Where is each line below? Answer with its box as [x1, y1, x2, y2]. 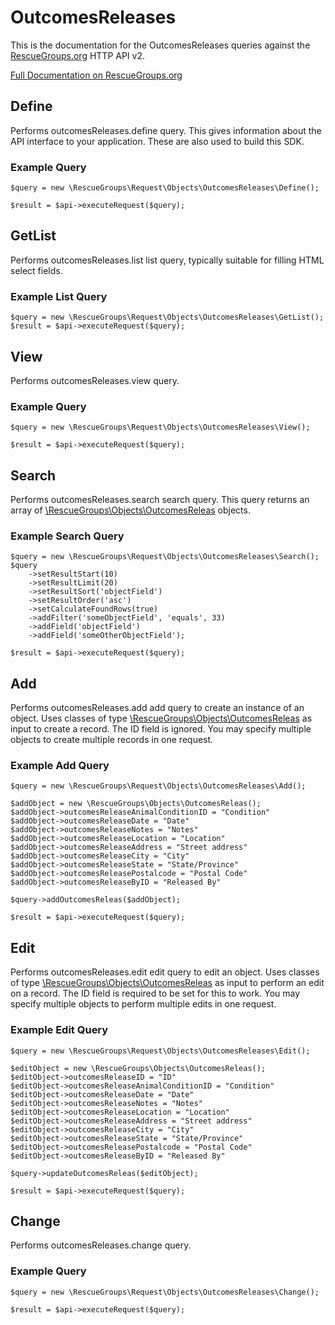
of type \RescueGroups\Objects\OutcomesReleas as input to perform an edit [10, 977, 325, 989]
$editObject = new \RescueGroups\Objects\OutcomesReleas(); [10, 1063, 267, 1073]
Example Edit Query [10, 1023, 109, 1037]
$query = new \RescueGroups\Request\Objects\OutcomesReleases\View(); [10, 422, 311, 433]
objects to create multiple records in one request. [10, 734, 214, 746]
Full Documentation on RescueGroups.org [10, 69, 183, 81]
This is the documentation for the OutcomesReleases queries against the [10, 39, 311, 51]
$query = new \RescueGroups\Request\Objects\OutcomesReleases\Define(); [10, 183, 320, 193]
